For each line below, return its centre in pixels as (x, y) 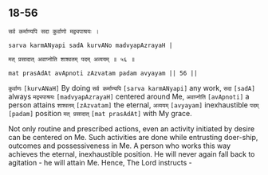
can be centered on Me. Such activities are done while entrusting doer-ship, (133, 137)
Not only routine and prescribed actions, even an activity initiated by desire (132, 128)
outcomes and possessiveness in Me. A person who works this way (120, 146)
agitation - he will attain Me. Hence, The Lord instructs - (100, 162)
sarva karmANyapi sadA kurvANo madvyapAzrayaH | (91, 45)
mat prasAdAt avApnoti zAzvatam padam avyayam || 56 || (103, 73)
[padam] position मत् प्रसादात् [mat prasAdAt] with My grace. (100, 113)
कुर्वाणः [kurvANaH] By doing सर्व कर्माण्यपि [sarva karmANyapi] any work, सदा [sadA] (132, 87)
